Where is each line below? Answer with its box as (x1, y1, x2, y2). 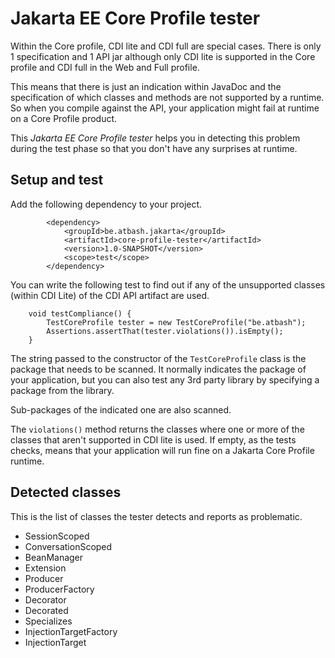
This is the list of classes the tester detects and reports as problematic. (10, 510, 303, 522)
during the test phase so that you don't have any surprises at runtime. (10, 142, 298, 154)
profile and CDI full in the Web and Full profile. (10, 61, 200, 73)
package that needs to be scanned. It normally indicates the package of (10, 363, 307, 375)
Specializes (24, 615, 73, 627)
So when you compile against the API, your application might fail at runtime (10, 102, 320, 114)
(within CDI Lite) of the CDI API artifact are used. (10, 289, 210, 301)
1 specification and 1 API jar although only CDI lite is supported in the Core (10, 50, 316, 62)
